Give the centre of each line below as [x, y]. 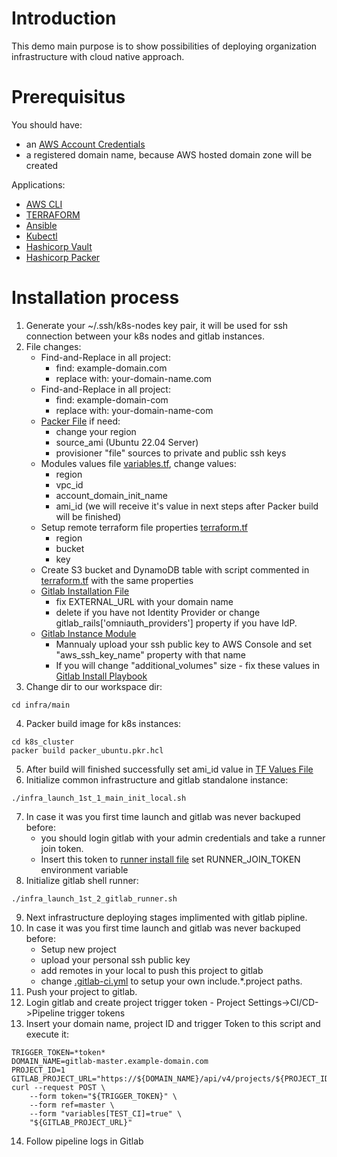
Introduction [64, 18]
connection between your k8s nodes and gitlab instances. [145, 336]
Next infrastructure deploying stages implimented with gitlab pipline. [166, 917]
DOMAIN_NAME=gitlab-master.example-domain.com [110, 1061]
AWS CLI [44, 204]
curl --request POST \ [58, 1087]
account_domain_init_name [111, 495]
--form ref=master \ [72, 1105]
